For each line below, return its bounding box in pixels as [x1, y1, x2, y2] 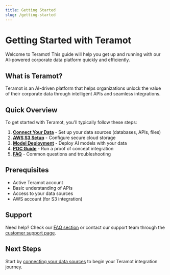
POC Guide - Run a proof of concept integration [12, 146, 114, 152]
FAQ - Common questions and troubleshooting [12, 151, 111, 157]
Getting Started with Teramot [5, 34, 132, 46]
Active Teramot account [12, 179, 63, 185]
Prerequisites [5, 166, 49, 174]
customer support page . [5, 229, 56, 236]
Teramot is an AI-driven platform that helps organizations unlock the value [5, 85, 161, 91]
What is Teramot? [5, 71, 63, 80]
